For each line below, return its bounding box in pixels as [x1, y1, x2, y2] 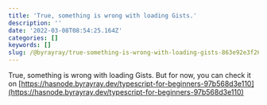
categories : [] [8, 33, 59, 42]
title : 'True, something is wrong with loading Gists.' [8, 11, 197, 20]
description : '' [8, 19, 62, 27]
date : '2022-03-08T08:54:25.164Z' [8, 26, 123, 34]
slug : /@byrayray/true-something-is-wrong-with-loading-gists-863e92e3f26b [8, 49, 265, 56]
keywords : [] [8, 41, 52, 49]
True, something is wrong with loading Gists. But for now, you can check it [8, 71, 252, 80]
